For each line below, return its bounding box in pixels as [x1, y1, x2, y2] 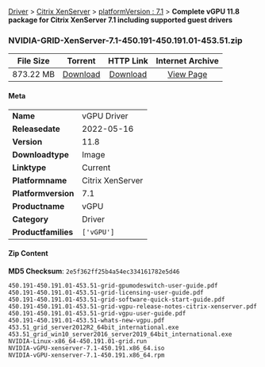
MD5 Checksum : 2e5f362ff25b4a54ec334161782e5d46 [8, 266, 180, 276]
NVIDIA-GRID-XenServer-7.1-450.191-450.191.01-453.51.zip [8, 35, 244, 46]
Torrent [67, 56, 96, 67]
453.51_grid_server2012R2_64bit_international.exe [8, 323, 179, 331]
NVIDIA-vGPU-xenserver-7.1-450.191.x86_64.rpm [8, 351, 165, 359]
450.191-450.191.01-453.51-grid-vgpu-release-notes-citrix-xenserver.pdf [8, 302, 258, 311]
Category [12, 214, 49, 225]
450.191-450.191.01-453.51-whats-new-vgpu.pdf [8, 316, 165, 324]
